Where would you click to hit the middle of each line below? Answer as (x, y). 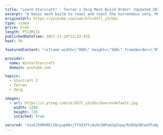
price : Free (17, 28)
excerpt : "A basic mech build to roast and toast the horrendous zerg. (79, 14)
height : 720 (26, 112)
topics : (13, 76)
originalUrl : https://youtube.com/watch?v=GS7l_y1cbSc (62, 18)
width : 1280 (26, 107)
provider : (15, 59)
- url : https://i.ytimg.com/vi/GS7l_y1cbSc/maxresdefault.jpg (73, 103)
